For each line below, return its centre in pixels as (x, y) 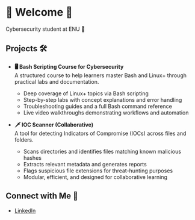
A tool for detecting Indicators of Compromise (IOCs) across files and (100, 133)
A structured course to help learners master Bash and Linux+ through (101, 75)
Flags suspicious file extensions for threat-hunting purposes (98, 171)
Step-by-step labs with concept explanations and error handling (103, 99)
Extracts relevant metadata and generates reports (85, 164)
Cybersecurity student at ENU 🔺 (45, 29)
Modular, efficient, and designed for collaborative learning (95, 177)
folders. (24, 140)
